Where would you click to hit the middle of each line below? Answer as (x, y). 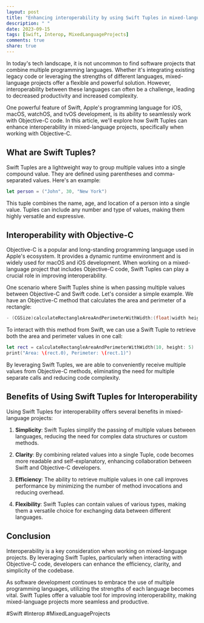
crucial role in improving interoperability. (57, 276)
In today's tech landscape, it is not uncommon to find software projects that (101, 63)
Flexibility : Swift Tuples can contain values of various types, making (100, 504)
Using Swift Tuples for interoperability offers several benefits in (85, 411)
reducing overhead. (40, 492)
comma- (165, 174)
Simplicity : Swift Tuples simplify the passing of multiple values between (105, 430)
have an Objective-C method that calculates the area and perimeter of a (96, 301)
